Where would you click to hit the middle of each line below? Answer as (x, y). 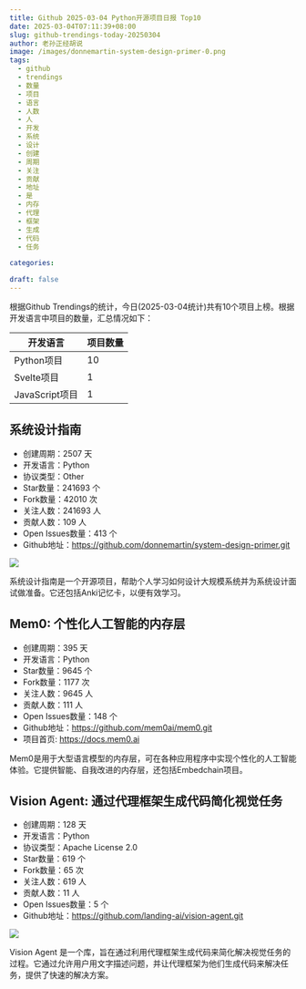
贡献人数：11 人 (51, 893)
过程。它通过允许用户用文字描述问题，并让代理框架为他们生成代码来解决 (145, 963)
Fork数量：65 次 (53, 871)
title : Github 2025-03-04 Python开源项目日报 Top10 (106, 18)
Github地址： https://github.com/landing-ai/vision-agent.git (133, 916)
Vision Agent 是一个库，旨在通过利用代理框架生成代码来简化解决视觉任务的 (150, 953)
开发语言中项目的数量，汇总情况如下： (81, 318)
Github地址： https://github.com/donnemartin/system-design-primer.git (156, 544)
